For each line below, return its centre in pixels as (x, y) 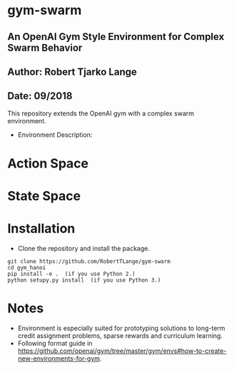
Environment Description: (55, 135)
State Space (44, 196)
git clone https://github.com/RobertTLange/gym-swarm (89, 262)
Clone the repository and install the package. (83, 249)
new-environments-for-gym (59, 359)
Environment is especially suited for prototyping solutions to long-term (121, 328)
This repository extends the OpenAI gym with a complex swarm (101, 113)
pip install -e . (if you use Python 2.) (71, 274)
